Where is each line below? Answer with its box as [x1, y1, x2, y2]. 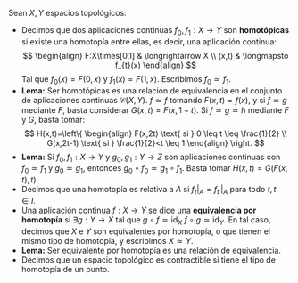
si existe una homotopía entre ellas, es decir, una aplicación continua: [21, 36, 277, 47]
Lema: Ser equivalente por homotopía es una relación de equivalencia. [21, 245, 282, 255]
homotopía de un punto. [21, 263, 110, 274]
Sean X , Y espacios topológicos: [8, 8, 127, 18]
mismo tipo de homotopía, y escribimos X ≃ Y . [21, 235, 194, 246]
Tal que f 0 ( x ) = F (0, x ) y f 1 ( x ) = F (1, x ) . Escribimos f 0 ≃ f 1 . [21, 73, 231, 86]
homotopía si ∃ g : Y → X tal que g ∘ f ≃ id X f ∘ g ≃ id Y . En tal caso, [21, 214, 271, 227]
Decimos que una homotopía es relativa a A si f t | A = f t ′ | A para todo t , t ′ [21, 184, 278, 197]
